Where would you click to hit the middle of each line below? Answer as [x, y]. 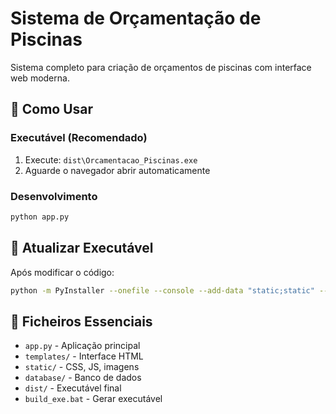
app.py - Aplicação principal [82, 346]
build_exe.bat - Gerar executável [93, 399]
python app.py [40, 217]
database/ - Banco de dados [83, 378]
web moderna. [40, 78]
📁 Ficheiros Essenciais [81, 321]
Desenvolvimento [54, 196]
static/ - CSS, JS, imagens [82, 367]
